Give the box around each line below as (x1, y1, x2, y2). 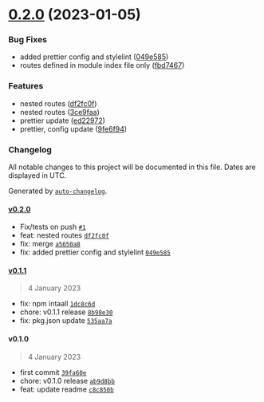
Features (8, 81, 44, 92)
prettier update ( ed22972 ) (19, 116, 106, 125)
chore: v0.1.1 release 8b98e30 (19, 307, 113, 317)
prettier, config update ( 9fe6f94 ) (19, 124, 128, 133)
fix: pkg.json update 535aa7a (19, 316, 112, 325)
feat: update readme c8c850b (19, 384, 114, 394)
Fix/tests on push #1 (19, 222, 86, 232)
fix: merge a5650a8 (19, 239, 81, 249)
